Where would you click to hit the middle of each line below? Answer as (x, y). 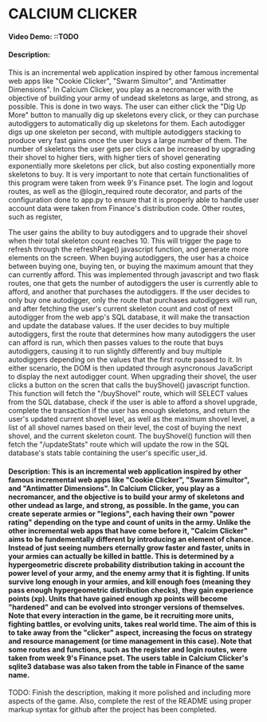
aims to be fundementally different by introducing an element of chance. (131, 539)
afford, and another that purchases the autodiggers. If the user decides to (129, 292)
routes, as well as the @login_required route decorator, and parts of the (126, 191)
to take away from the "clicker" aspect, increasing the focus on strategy (130, 633)
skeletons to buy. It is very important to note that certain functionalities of (129, 174)
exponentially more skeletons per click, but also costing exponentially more (132, 165)
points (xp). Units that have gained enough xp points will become (118, 598)
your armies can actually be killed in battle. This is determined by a (121, 556)
